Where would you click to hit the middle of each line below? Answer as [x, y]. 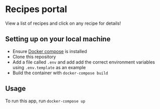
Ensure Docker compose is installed [50, 51]
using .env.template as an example [49, 67]
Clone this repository [34, 57]
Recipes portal [36, 9]
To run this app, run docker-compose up [45, 101]
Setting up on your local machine [58, 39]
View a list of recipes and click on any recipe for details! [63, 23]
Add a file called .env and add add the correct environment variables [84, 62]
